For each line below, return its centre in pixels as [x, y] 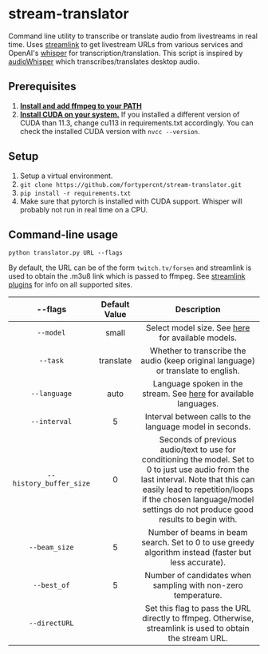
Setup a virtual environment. [66, 176]
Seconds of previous [198, 440]
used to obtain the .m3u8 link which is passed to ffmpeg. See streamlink [127, 276]
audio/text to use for [198, 450]
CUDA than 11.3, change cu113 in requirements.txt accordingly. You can [136, 123]
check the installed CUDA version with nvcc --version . [110, 131]
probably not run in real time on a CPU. [84, 209]
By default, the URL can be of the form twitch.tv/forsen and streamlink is [130, 268]
